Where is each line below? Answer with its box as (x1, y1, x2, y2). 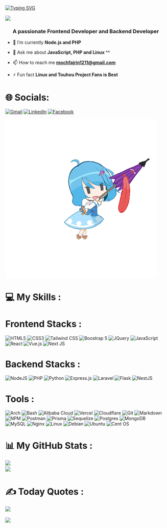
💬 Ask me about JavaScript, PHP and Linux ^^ (12, 49, 110, 56)
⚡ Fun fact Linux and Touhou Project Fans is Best (12, 72, 118, 78)
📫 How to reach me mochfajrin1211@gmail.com (12, 59, 116, 66)
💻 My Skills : (5, 291, 61, 303)
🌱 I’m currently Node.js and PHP (12, 39, 81, 45)
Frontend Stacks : (5, 318, 82, 330)
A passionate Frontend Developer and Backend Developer (12, 28, 159, 35)
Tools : (5, 393, 35, 405)
